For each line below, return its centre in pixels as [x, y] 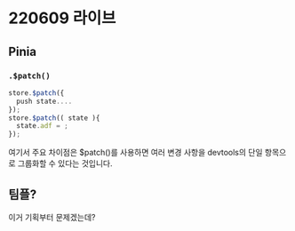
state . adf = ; [42, 126]
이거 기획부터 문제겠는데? [52, 217]
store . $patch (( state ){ [54, 118]
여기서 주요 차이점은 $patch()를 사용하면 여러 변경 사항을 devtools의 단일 [136, 153]
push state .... [44, 101]
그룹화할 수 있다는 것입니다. [65, 163]
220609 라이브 [62, 18]
